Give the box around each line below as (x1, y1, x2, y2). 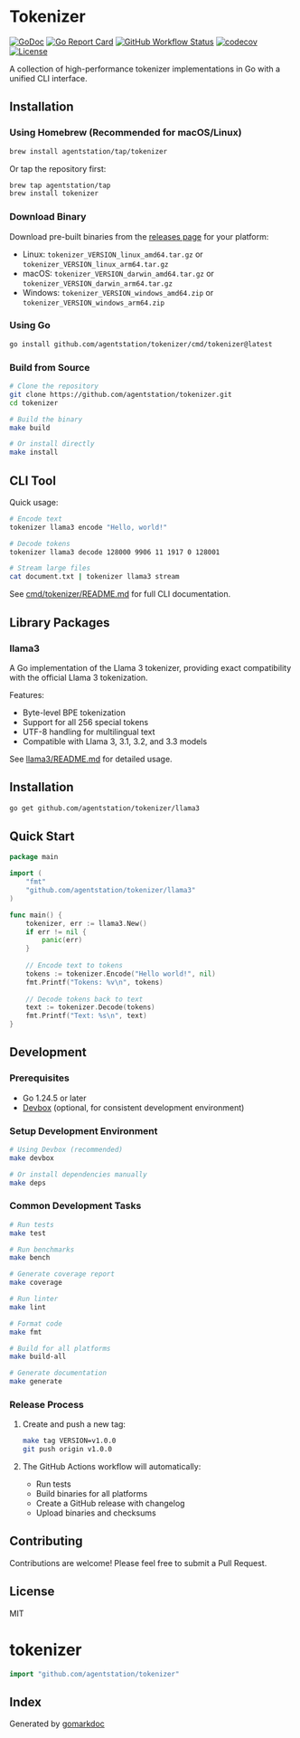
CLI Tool (9, 473, 57, 488)
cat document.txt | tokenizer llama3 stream (9, 572, 180, 581)
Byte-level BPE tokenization (22, 707, 127, 718)
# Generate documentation (9, 1368, 107, 1378)
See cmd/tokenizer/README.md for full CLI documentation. (9, 589, 231, 600)
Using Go (9, 319, 52, 332)
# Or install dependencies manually (9, 1169, 147, 1179)
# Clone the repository (9, 382, 99, 391)
